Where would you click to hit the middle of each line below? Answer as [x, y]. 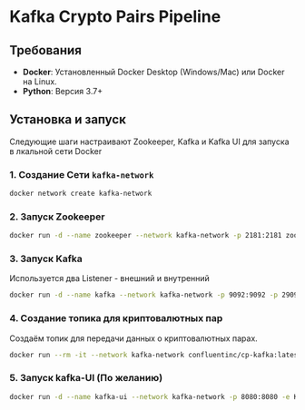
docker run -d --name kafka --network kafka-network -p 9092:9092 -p [144, 295]
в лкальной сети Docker [56, 151]
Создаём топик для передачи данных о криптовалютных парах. [134, 338]
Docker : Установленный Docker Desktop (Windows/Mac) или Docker [153, 72]
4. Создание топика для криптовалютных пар [116, 318]
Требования [45, 50]
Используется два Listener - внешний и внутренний [110, 278]
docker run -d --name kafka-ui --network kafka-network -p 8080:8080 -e [150, 396]
